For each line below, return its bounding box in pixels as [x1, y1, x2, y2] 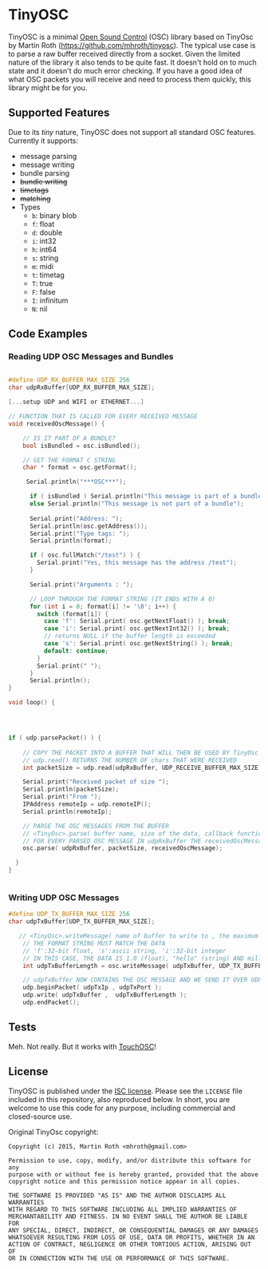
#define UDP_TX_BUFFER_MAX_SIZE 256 [8, 910, 130, 918]
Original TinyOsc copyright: [8, 1127, 99, 1136]
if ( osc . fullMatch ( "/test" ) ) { [29, 551, 141, 560]
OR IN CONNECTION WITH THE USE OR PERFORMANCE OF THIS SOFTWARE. [8, 1254, 230, 1263]
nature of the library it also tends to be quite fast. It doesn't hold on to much [8, 58, 257, 67]
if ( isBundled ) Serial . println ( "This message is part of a [29, 493, 238, 501]
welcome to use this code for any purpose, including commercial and [8, 1103, 236, 1112]
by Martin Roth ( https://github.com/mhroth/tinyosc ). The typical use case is [8, 40, 257, 50]
